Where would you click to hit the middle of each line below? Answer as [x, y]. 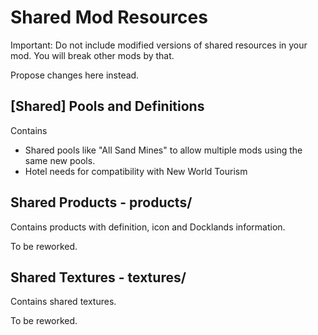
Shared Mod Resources [109, 17]
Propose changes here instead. [75, 75]
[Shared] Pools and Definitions [107, 106]
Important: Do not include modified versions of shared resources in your [159, 45]
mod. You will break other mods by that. [92, 55]
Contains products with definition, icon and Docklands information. [148, 227]
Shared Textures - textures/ [98, 277]
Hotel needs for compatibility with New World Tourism [136, 171]
